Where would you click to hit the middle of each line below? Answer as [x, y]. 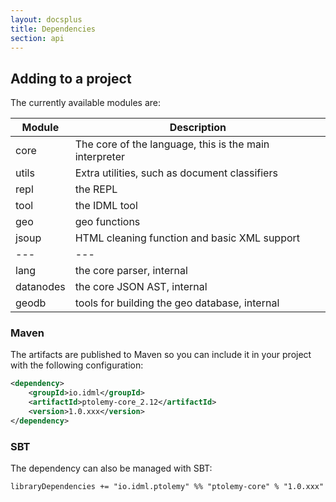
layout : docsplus [46, 19]
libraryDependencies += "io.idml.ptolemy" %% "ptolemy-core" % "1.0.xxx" [167, 487]
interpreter [100, 157]
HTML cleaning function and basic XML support [187, 238]
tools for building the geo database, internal [177, 303]
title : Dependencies [53, 29]
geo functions [107, 222]
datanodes [40, 287]
